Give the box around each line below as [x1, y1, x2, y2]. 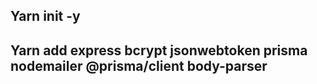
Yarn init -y [10, 8, 81, 25]
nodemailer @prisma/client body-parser [10, 57, 268, 74]
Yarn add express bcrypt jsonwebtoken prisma [10, 42, 308, 59]
